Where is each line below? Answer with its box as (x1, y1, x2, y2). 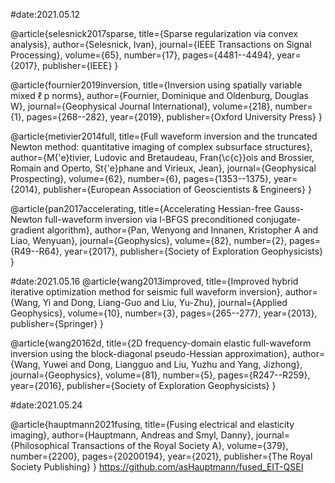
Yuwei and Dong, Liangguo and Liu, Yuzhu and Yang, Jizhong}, (42, 359, 303, 370)
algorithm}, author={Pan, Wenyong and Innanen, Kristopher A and (46, 224, 319, 236)
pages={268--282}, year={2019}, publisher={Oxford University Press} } (26, 111, 323, 123)
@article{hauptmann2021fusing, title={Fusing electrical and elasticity (10, 419, 295, 430)
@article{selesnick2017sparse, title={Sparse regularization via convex (10, 28, 298, 39)
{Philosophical (10, 440, 70, 451)
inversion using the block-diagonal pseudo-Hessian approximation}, (10, 348, 291, 359)
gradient (10, 224, 45, 236)
